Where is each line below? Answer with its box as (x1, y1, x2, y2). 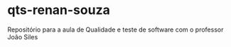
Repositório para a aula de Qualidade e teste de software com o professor (7, 25, 224, 34)
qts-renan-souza (7, 2, 110, 18)
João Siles (7, 32, 38, 41)
